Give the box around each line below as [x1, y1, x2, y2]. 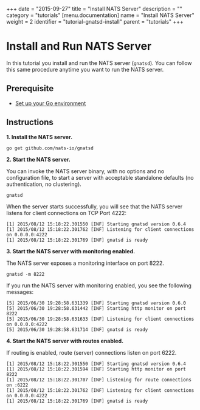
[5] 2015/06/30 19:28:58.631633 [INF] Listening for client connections [6, 316, 195, 322]
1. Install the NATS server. [6, 133, 73, 140]
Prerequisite [6, 83, 54, 94]
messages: [6, 288, 34, 295]
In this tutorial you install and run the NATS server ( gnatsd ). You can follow [6, 59, 192, 66]
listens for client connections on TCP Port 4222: [6, 209, 126, 216]
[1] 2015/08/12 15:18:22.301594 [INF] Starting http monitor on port [6, 366, 187, 372]
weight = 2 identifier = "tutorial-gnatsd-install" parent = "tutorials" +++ [6, 18, 184, 25]
